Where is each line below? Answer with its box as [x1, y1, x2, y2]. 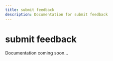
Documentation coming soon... [5, 50, 68, 56]
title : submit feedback [5, 7, 55, 12]
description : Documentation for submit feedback [5, 12, 108, 17]
